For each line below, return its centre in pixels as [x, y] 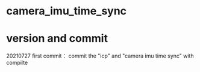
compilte [17, 63]
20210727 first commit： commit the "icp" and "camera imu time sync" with [100, 56]
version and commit [57, 39]
